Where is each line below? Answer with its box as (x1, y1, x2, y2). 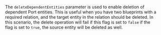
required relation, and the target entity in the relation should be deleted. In (5, 14, 154, 20)
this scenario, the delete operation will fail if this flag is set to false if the (5, 19, 151, 25)
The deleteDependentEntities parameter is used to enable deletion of (5, 4, 145, 10)
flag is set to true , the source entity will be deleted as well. (5, 24, 123, 30)
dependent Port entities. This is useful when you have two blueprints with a (5, 9, 157, 15)
